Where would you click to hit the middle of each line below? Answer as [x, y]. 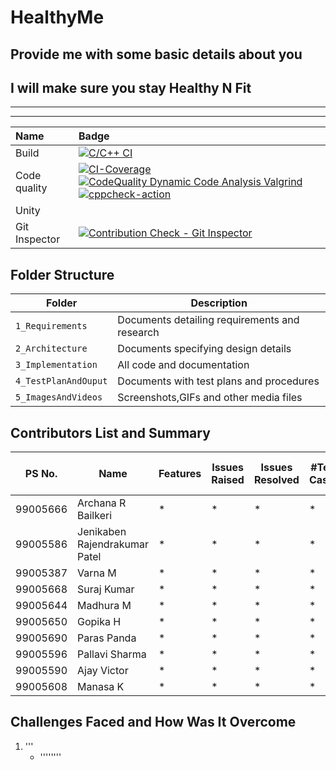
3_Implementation [56, 365]
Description [219, 303]
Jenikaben [102, 532]
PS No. [41, 474]
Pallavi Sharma [112, 654]
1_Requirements [51, 326]
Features [180, 474]
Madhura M [104, 606]
